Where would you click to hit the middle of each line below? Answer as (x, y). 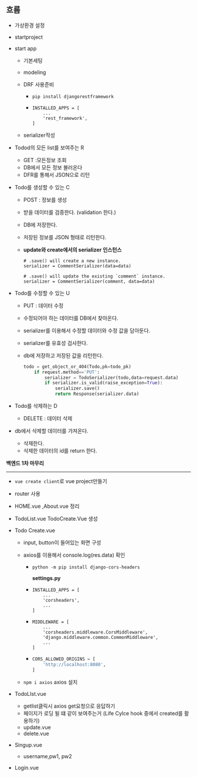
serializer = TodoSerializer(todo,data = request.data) (111, 377)
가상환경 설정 (30, 25)
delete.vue (36, 734)
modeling (35, 72)
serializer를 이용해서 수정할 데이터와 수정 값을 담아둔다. (87, 330)
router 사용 (28, 494)
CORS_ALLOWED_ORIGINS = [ (64, 659)
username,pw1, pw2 (47, 756)
